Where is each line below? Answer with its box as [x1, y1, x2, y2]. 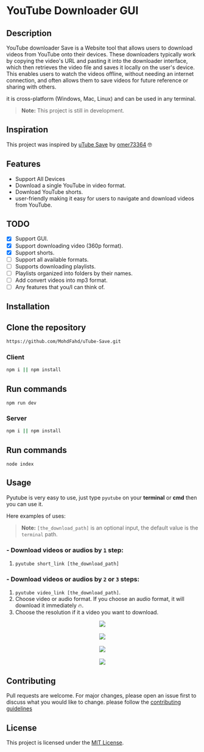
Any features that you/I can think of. [15, 283, 105, 290]
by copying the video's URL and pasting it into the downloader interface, [6, 57, 188, 64]
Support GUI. [15, 235, 49, 242]
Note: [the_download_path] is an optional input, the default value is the [21, 524, 199, 531]
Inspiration [6, 125, 49, 135]
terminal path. [21, 530, 58, 538]
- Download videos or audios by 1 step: [6, 545, 124, 554]
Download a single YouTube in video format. [15, 182, 126, 189]
